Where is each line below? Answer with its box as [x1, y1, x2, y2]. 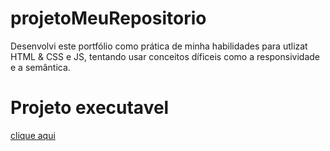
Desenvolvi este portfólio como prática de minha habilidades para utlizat [10, 40, 308, 52]
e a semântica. [10, 61, 71, 73]
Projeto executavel [10, 97, 170, 119]
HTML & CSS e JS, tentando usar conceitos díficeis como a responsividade [10, 50, 320, 62]
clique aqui [10, 129, 56, 141]
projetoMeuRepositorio [10, 7, 207, 30]
